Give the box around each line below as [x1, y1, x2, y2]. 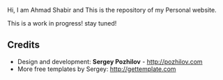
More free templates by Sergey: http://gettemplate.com [17, 65, 176, 73]
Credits [7, 39, 40, 51]
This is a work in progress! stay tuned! [7, 19, 117, 27]
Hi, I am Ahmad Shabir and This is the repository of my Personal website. [7, 6, 217, 14]
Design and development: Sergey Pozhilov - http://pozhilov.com [17, 57, 203, 66]
